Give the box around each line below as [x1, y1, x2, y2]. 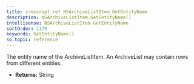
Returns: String [15, 71, 55, 78]
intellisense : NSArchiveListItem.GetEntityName [6, 20, 129, 26]
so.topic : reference [6, 37, 59, 43]
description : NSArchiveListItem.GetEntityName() [6, 14, 132, 20]
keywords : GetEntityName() [6, 31, 75, 37]
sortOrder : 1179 [6, 25, 47, 32]
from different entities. [6, 59, 62, 67]
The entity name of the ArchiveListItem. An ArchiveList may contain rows [6, 53, 189, 60]
